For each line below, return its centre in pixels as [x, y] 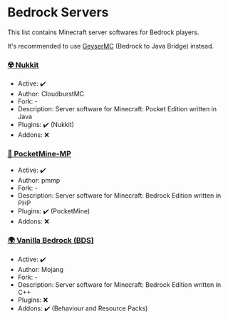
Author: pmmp [39, 180]
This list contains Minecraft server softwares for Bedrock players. [103, 32]
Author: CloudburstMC [51, 94]
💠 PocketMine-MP [39, 154]
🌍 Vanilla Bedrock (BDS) [51, 240]
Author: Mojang [41, 269]
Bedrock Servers [58, 12]
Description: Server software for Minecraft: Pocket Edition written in [117, 109]
